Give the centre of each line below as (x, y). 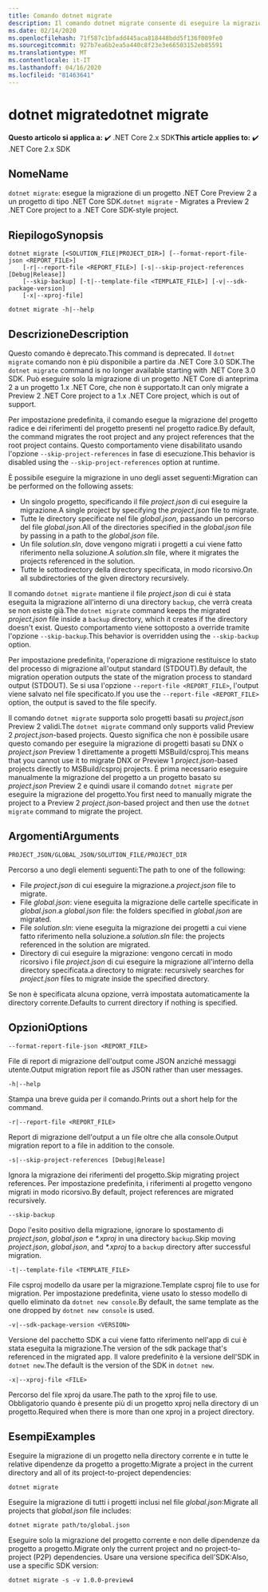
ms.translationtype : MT (48, 53)
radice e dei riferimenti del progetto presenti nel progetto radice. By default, (132, 428)
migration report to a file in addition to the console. (92, 1145)
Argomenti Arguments (64, 836)
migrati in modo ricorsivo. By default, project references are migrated (121, 1192)
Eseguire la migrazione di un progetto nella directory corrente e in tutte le (128, 1456)
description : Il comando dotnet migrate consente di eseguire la (119, 23)
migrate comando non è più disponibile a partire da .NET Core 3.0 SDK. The (132, 362)
